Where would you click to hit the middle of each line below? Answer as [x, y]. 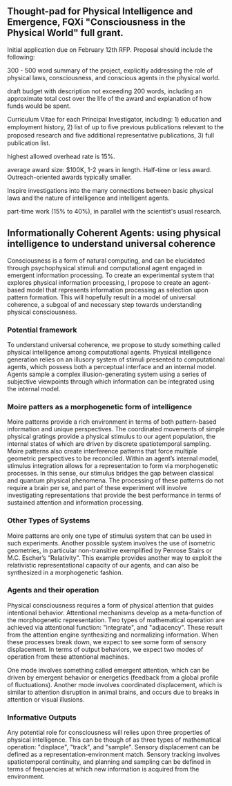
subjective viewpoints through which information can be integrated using [111, 381]
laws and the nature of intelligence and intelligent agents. [89, 198]
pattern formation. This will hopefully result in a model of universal [101, 297]
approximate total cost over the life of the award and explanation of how [109, 98]
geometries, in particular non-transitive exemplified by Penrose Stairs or [110, 550]
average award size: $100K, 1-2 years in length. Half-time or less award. [109, 169]
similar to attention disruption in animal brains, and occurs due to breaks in [113, 692]
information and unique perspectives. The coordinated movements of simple [116, 429]
